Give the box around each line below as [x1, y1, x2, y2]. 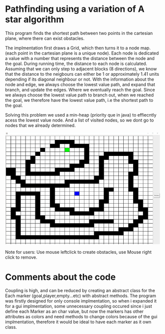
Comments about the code [5, 272, 116, 282]
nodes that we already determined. [5, 122, 76, 128]
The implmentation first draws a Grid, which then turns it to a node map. [5, 45, 151, 51]
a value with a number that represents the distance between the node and [5, 55, 155, 61]
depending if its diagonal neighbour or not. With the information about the [5, 76, 154, 82]
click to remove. [5, 254, 38, 260]
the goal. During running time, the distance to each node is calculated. [5, 61, 147, 66]
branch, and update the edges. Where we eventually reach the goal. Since [5, 87, 155, 92]
